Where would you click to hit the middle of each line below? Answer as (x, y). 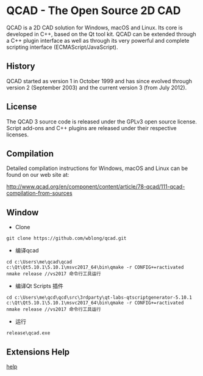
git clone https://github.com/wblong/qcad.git (66, 238)
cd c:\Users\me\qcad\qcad (39, 262)
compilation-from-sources (39, 193)
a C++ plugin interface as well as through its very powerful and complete (98, 40)
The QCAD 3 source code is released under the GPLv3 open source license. (101, 121)
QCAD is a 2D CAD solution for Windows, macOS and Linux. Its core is (94, 28)
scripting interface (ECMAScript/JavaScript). (62, 47)
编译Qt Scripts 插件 (39, 286)
